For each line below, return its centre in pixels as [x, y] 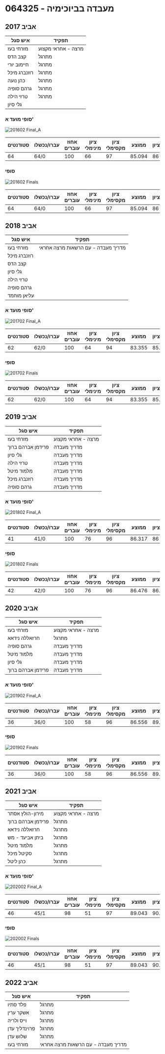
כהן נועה [16, 80]
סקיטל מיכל [20, 853]
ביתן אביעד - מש [26, 837]
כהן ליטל [17, 861]
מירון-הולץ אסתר [26, 814]
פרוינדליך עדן [21, 1028]
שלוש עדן [17, 1037]
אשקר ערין [18, 1013]
